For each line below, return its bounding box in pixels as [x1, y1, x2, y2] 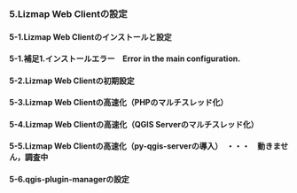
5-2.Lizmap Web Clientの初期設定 [9, 75, 135, 86]
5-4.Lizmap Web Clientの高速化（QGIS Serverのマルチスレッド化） [9, 119, 259, 129]
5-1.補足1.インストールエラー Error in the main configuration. [9, 53, 241, 64]
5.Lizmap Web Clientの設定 [9, 7, 128, 19]
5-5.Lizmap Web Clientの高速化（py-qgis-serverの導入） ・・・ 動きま [9, 141, 281, 151]
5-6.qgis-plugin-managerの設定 [9, 174, 130, 185]
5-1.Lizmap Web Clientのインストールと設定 [9, 31, 172, 42]
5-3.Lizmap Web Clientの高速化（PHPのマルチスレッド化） [9, 97, 229, 108]
